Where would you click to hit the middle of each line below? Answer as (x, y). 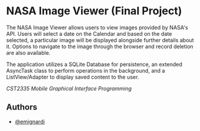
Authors (22, 107)
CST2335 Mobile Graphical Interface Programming (69, 88)
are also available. (28, 52)
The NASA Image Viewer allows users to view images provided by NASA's (97, 27)
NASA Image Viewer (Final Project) (94, 11)
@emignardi (30, 121)
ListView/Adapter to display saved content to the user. (73, 77)
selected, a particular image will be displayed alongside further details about (100, 40)
